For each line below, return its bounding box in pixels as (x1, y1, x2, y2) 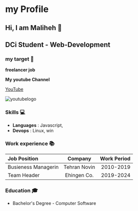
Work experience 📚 (5, 140, 55, 147)
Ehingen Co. (65, 171, 94, 178)
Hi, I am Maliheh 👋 (5, 24, 62, 32)
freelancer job (5, 67, 36, 73)
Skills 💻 (5, 109, 26, 116)
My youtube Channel (5, 77, 50, 83)
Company (67, 155, 91, 162)
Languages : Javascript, (12, 122, 63, 128)
